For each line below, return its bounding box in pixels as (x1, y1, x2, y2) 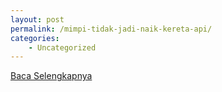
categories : (10, 33, 60, 43)
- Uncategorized (28, 42, 97, 53)
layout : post (10, 14, 65, 25)
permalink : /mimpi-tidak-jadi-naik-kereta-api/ (10, 24, 213, 34)
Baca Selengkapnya (10, 70, 93, 82)
